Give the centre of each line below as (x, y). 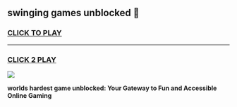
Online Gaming (30, 95)
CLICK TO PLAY (35, 33)
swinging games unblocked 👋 (73, 13)
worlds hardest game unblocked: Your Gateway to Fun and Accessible (112, 88)
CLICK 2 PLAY (32, 59)
